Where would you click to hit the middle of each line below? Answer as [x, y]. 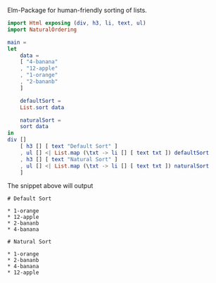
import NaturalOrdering [42, 30]
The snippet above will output [50, 186]
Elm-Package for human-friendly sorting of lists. [77, 10]
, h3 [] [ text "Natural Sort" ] [69, 159]
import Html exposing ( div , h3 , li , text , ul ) [77, 23]
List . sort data [42, 107]
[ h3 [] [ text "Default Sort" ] [69, 146]
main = [17, 42]
